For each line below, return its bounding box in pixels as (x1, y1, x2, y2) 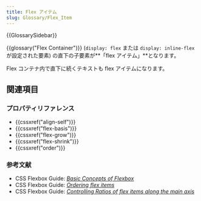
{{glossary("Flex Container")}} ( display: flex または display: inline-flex (6, 44, 195, 51)
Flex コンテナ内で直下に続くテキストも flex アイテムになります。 (6, 65, 168, 72)
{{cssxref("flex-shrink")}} (15, 138, 79, 145)
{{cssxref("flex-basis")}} (15, 125, 77, 132)
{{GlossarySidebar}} (6, 31, 58, 38)
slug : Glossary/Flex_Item (6, 15, 72, 21)
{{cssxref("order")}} (15, 144, 66, 152)
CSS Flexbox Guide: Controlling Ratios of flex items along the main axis (15, 188, 195, 196)
